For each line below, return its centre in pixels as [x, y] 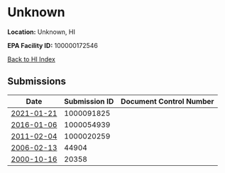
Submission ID [89, 101]
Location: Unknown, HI [42, 32]
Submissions [37, 82]
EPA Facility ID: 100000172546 [53, 45]
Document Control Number [167, 101]
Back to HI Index [31, 59]
